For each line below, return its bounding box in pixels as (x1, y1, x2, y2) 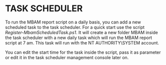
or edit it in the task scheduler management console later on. (5, 54, 129, 60)
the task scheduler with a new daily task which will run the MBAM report (5, 35, 152, 41)
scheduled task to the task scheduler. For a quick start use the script (5, 24, 145, 30)
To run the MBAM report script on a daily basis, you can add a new (5, 19, 141, 25)
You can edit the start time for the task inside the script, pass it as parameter (5, 49, 161, 55)
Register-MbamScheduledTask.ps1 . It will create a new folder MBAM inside (5, 29, 158, 35)
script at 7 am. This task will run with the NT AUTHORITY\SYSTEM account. (5, 40, 160, 45)
